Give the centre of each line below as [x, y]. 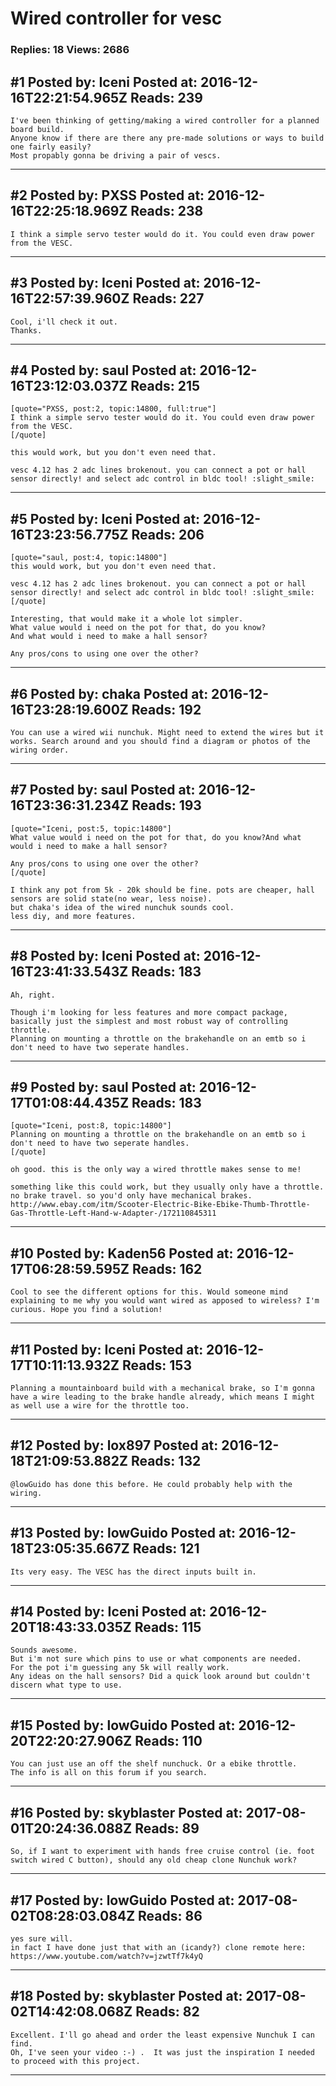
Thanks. [26, 330]
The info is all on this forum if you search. [109, 1773]
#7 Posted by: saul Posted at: [103, 790]
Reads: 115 [168, 1627]
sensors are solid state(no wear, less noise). [111, 898]
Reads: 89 [167, 1828]
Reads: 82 [167, 2012]
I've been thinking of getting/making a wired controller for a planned [165, 120]
